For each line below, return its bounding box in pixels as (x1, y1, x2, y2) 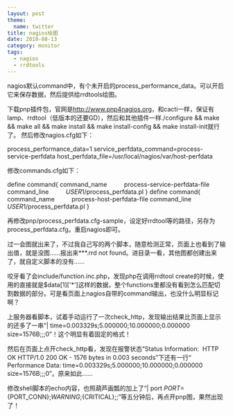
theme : (7, 17, 26, 24)
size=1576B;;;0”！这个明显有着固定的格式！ (7, 329, 131, 338)
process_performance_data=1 (7, 145, 92, 153)
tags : (7, 49, 23, 56)
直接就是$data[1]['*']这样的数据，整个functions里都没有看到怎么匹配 (19, 280, 215, 289)
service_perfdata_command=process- (93, 145, 203, 153)
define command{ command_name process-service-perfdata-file (7, 180, 210, 188)
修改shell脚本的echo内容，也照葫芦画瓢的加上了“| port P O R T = (7, 383, 185, 392)
